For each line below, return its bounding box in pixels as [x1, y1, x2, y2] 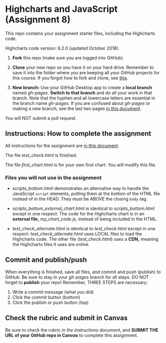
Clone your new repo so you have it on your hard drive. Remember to [12, 64, 154, 70]
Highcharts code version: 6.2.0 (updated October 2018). [5, 45, 120, 51]
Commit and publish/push [5, 256, 87, 264]
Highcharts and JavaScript [5, 3, 118, 15]
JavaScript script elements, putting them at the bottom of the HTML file [12, 191, 160, 196]
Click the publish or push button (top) [12, 299, 89, 305]
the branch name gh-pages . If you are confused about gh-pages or [12, 100, 150, 106]
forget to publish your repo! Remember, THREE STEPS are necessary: [5, 279, 148, 285]
